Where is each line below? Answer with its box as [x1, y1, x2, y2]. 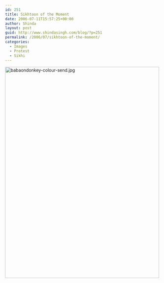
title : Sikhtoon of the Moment [5, 12, 69, 17]
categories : [5, 40, 30, 44]
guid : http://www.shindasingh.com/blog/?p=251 [5, 30, 102, 35]
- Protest [9, 48, 30, 53]
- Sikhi [9, 53, 26, 58]
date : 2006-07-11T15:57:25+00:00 [5, 16, 74, 21]
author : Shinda [5, 21, 36, 26]
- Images [9, 44, 28, 49]
